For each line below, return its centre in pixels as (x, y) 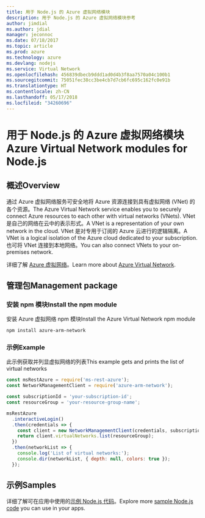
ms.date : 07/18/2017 (33, 40)
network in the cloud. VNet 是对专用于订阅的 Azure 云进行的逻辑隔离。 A (97, 231)
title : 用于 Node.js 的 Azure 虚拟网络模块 (58, 12)
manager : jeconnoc (30, 35)
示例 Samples (31, 485)
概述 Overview (33, 186)
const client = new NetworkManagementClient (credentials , (92, 431)
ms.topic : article (30, 46)
